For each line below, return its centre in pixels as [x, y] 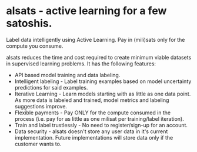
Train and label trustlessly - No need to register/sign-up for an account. [101, 125]
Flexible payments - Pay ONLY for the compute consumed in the [93, 113]
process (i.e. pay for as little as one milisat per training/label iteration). [99, 118]
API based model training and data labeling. [67, 75]
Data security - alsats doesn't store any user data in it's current [91, 131]
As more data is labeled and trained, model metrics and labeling [92, 100]
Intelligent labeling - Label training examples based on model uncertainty [103, 81]
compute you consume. [35, 46]
